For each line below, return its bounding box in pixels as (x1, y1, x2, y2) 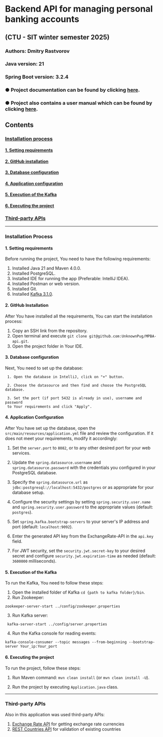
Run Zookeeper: (12, 595, 45, 601)
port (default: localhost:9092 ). (12, 524, 73, 530)
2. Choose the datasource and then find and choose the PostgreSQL (7, 383, 147, 388)
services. (12, 450, 31, 456)
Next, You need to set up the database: (5, 365, 83, 371)
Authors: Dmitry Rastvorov (5, 48, 70, 54)
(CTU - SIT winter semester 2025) (5, 33, 110, 41)
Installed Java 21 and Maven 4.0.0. (12, 266, 81, 271)
